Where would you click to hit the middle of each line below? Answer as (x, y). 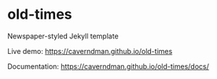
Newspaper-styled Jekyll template (63, 36)
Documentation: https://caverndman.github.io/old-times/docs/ (108, 66)
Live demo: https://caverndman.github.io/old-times (90, 51)
